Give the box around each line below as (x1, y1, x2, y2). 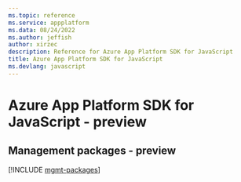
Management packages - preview (8, 144, 177, 158)
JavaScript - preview (8, 113, 148, 130)
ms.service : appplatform (8, 19, 89, 27)
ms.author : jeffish (8, 33, 72, 42)
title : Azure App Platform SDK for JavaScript (8, 56, 163, 64)
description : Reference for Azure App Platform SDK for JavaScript (8, 48, 234, 56)
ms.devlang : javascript (8, 63, 86, 71)
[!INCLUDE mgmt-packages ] (8, 165, 100, 174)
